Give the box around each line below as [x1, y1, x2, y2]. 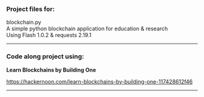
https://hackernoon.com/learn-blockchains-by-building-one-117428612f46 [6, 78, 193, 85]
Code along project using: [6, 52, 84, 61]
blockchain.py [6, 19, 41, 26]
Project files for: [6, 5, 55, 13]
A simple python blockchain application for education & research [6, 25, 168, 32]
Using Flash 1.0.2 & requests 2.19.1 [6, 32, 92, 39]
